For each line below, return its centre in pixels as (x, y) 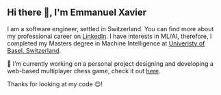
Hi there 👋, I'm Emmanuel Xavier (77, 13)
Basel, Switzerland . (34, 50)
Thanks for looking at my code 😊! (55, 84)
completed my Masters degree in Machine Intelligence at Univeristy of (106, 43)
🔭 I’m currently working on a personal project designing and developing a (110, 63)
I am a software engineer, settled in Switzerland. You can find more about (110, 28)
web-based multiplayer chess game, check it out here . (84, 71)
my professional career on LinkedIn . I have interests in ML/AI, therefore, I (109, 36)
